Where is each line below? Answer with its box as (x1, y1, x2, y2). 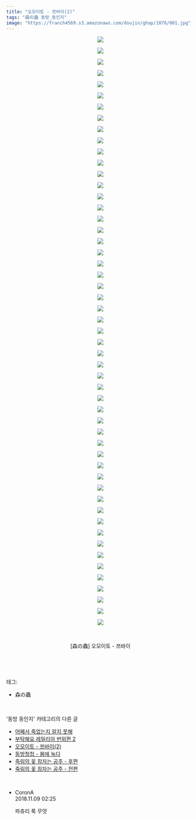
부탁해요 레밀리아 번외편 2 (14, 736, 76, 743)
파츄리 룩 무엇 (14, 807, 47, 815)
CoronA (14, 789, 34, 796)
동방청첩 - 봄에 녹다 (14, 751, 61, 758)
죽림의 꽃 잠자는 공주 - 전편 (14, 766, 78, 773)
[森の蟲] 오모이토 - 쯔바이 (70, 642, 131, 650)
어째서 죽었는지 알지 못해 (14, 728, 73, 735)
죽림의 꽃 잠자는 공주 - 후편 (14, 758, 78, 765)
